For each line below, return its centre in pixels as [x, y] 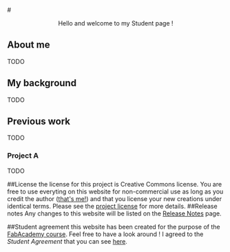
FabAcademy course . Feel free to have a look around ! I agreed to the [105, 234]
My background [42, 83]
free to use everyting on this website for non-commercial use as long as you [115, 191]
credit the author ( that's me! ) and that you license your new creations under [115, 198]
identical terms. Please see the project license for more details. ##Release [113, 206]
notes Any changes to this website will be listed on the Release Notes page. [114, 213]
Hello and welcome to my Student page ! [116, 23]
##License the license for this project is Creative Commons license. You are [115, 184]
